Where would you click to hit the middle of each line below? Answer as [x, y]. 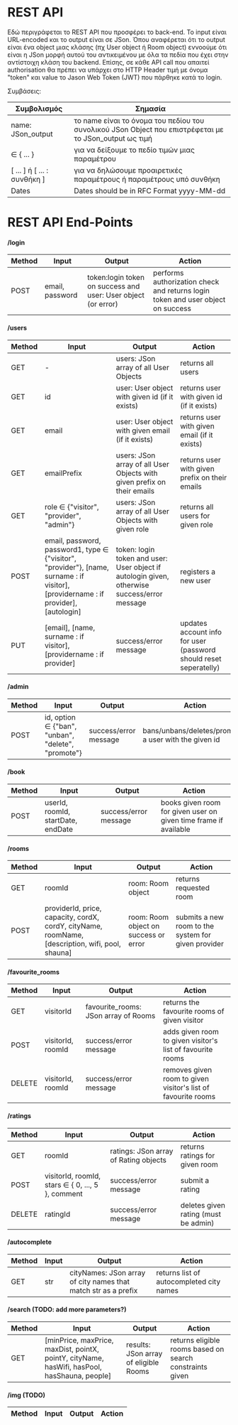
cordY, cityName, [74, 926]
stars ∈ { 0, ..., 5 [72, 1185]
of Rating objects [138, 1160]
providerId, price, [73, 909]
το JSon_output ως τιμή [113, 138]
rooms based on [197, 1349]
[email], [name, [70, 627]
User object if [138, 567]
